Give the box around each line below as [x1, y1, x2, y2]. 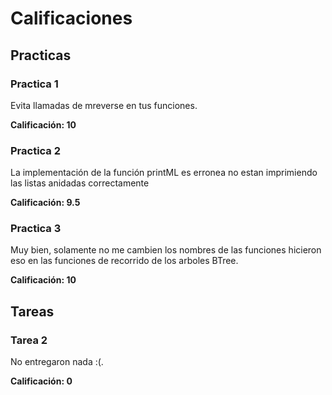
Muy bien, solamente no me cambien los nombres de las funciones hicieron [10, 244, 322, 256]
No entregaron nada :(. [10, 356, 104, 368]
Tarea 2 [10, 333, 48, 347]
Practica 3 [10, 222, 62, 236]
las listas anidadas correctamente [10, 177, 150, 189]
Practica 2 [10, 143, 62, 157]
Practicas [10, 47, 72, 64]
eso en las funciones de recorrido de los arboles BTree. [10, 255, 239, 267]
